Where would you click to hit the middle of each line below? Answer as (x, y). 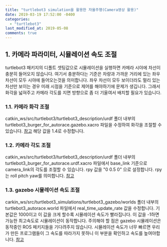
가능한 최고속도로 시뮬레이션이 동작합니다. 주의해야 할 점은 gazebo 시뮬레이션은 (83, 220)
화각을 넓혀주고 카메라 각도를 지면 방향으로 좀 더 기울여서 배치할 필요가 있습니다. (83, 92)
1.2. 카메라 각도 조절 (28, 145)
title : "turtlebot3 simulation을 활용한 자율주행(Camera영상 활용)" (72, 10)
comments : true (21, 33)
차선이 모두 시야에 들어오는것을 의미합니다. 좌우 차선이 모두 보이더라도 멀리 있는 (83, 80)
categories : (18, 19)
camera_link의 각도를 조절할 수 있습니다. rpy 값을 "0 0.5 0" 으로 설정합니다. (79, 169)
